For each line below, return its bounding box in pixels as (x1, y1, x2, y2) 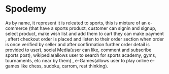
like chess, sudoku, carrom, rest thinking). (20, 63, 109, 69)
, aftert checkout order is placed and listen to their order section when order (5, 36, 164, 42)
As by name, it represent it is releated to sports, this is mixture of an (5, 20, 147, 26)
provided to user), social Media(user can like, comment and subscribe (5, 47, 152, 53)
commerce (5, 25, 28, 31)
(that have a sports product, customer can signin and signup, (28, 25, 156, 31)
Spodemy (5, 3, 47, 15)
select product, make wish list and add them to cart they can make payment (5, 30, 164, 36)
